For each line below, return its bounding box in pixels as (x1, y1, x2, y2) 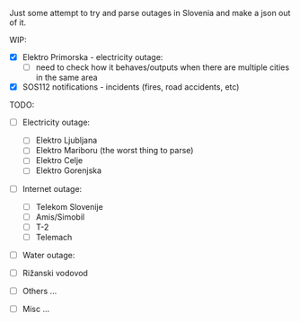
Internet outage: (22, 183, 83, 194)
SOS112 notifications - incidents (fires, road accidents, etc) (22, 82, 240, 92)
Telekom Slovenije (35, 201, 103, 212)
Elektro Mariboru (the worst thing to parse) (35, 145, 194, 156)
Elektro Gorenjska (35, 165, 101, 176)
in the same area (35, 72, 98, 83)
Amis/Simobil (35, 211, 85, 222)
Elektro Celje (35, 155, 84, 166)
